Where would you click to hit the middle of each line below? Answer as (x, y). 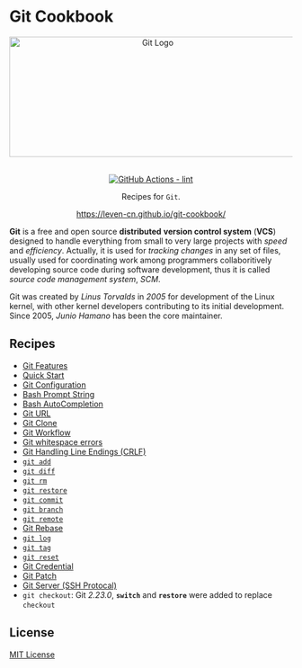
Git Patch (39, 575)
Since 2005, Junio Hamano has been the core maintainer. (116, 316)
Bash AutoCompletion (62, 404)
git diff (39, 471)
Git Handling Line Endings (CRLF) (84, 451)
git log (36, 538)
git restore (44, 490)
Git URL (36, 413)
